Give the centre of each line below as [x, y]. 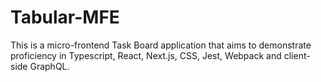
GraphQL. [49, 66]
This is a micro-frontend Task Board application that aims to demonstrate [161, 45]
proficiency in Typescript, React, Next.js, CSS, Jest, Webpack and [146, 55]
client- [297, 55]
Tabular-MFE [65, 17]
